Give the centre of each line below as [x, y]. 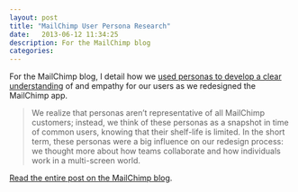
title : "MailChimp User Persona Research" [90, 26]
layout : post [34, 17]
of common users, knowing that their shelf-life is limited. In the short [158, 132]
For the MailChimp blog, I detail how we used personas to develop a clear [145, 76]
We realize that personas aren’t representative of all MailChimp [148, 113]
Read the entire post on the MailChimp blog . [91, 178]
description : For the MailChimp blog [80, 43]
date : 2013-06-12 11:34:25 [64, 34]
